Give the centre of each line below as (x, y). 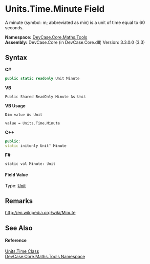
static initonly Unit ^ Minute (36, 146)
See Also (19, 228)
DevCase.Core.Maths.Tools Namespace (45, 256)
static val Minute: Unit (30, 164)
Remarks (19, 201)
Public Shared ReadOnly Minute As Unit (46, 97)
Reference (16, 241)
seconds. (14, 27)
